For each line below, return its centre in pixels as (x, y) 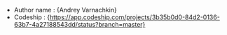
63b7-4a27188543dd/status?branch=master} (80, 24)
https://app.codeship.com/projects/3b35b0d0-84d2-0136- (135, 17)
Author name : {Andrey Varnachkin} (65, 10)
